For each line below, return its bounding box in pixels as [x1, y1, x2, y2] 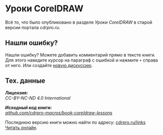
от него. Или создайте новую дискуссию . [5, 62, 93, 68]
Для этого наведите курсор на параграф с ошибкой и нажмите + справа [5, 57, 158, 63]
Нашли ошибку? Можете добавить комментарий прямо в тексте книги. [5, 52, 156, 58]
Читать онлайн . [5, 124, 38, 131]
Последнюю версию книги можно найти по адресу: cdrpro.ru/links [5, 119, 146, 125]
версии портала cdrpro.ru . [5, 24, 61, 30]
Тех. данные [5, 77, 45, 85]
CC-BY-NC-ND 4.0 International [5, 95, 71, 101]
